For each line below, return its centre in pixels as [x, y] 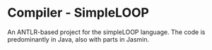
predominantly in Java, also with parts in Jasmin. [78, 39]
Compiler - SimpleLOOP [78, 13]
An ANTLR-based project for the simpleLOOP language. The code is [106, 32]
